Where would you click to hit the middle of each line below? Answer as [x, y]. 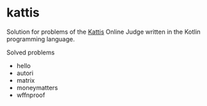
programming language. [41, 39]
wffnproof [31, 95]
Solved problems [30, 52]
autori [25, 73]
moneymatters [37, 87]
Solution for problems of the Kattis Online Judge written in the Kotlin [104, 32]
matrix [26, 80]
